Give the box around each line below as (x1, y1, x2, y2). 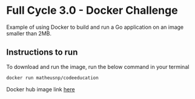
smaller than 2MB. (6, 29, 51, 37)
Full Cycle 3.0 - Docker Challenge (6, 4, 178, 17)
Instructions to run (6, 47, 78, 58)
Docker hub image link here (6, 85, 75, 93)
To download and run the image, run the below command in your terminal (6, 63, 190, 70)
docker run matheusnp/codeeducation (6, 74, 99, 81)
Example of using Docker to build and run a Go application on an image (6, 23, 184, 31)
